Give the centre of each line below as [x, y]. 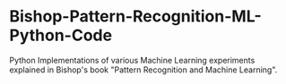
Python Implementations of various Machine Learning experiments [132, 60]
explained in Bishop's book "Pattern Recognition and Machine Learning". [143, 70]
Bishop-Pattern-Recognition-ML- [135, 17]
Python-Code [61, 35]
